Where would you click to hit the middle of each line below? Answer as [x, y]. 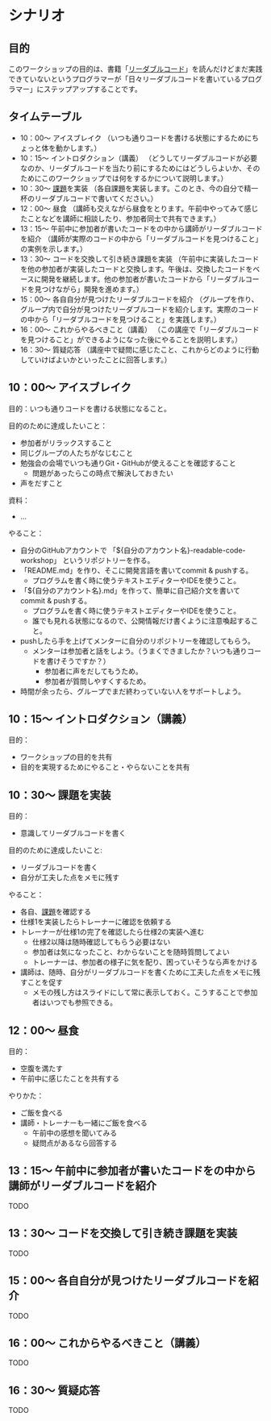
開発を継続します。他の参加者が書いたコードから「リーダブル [144, 279]
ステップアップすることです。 [93, 89]
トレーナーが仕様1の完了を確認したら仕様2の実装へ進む [112, 932]
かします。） [82, 148]
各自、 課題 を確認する [55, 912]
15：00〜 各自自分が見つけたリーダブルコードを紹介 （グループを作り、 [139, 299]
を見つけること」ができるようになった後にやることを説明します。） [131, 340]
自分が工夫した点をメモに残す [69, 877]
